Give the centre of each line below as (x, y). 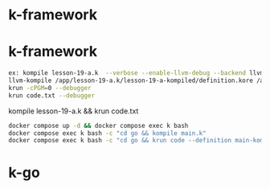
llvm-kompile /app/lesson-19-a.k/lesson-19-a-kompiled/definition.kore (131, 80)
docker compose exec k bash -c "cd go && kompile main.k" (107, 133)
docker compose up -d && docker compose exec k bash (98, 125)
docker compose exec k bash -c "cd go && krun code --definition (120, 141)
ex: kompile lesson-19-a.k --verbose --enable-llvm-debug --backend (127, 73)
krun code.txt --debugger (51, 95)
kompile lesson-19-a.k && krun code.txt (74, 111)
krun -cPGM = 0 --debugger (50, 88)
